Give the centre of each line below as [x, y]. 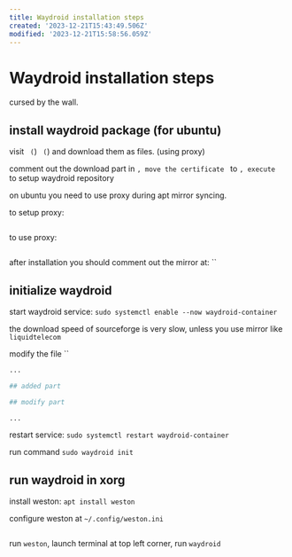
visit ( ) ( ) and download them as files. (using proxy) [107, 152]
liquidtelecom [35, 337]
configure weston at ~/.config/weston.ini [86, 519]
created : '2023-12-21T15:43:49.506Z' [79, 26]
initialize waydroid [61, 290]
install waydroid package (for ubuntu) [115, 130]
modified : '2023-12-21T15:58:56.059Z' [81, 34]
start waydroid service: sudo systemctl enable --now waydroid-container [143, 311]
